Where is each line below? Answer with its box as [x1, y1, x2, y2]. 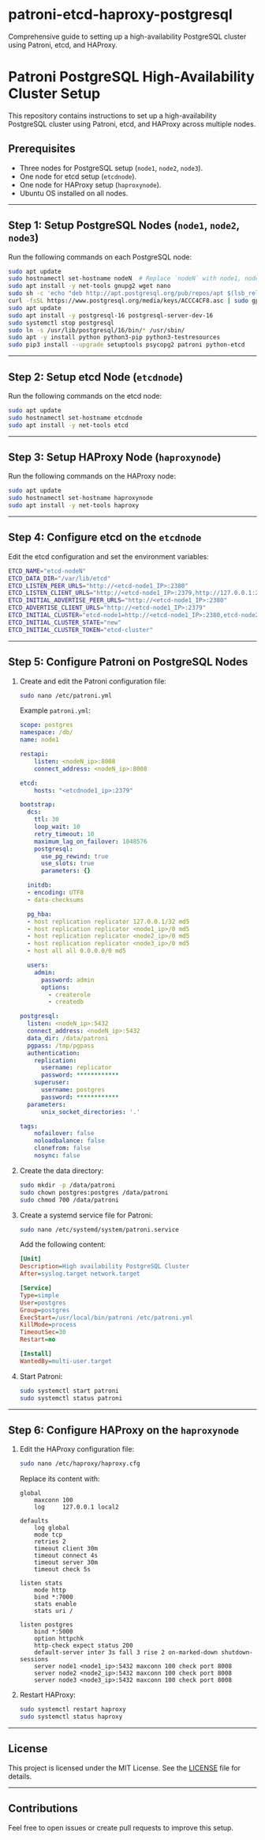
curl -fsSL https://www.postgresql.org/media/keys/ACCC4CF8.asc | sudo [8, 297, 248, 305]
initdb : [27, 881, 53, 889]
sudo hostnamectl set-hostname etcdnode [8, 414, 144, 422]
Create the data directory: [19, 1165, 104, 1176]
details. [8, 1771, 32, 1781]
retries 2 [34, 1538, 66, 1546]
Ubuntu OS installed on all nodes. [19, 188, 129, 198]
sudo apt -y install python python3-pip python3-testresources [8, 334, 221, 342]
